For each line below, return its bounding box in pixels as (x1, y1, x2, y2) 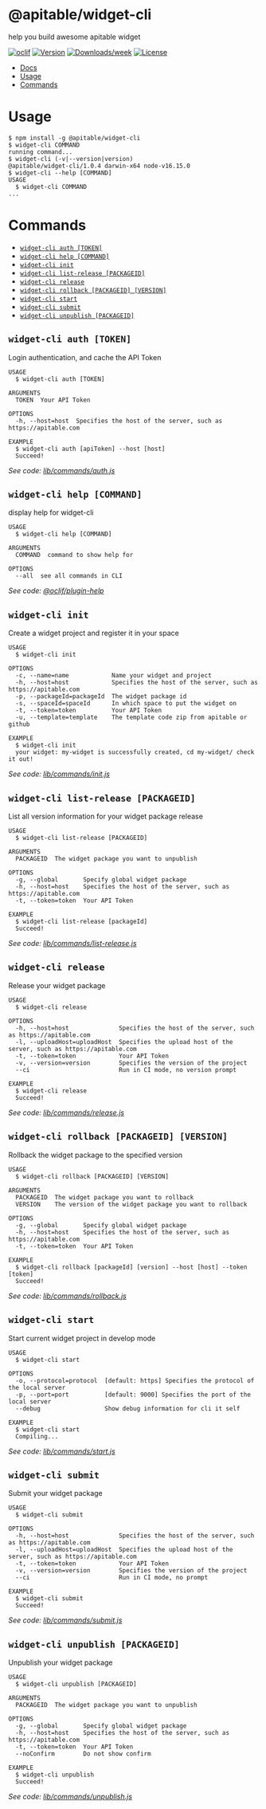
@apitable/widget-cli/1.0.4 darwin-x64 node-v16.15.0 (8, 162, 191, 170)
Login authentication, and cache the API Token (8, 352, 162, 362)
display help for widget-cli (8, 508, 94, 517)
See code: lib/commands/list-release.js (8, 939, 137, 948)
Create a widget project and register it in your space (8, 628, 179, 638)
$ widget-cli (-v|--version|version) (8, 155, 134, 163)
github (8, 720, 30, 728)
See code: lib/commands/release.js (8, 1108, 125, 1117)
